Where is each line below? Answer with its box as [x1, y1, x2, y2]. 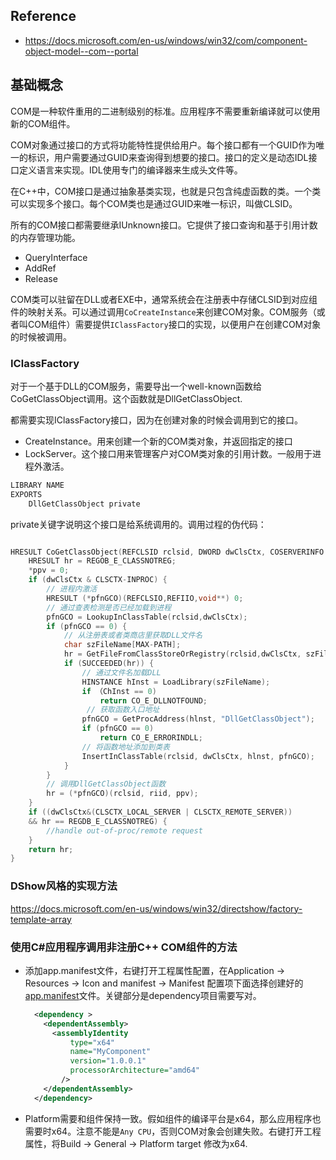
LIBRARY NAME [10, 480, 65, 490]
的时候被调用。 [10, 330, 72, 343]
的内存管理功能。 [10, 231, 81, 243]
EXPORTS [10, 489, 43, 499]
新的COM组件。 [10, 117, 76, 129]
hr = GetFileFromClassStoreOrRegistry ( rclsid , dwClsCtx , [63, 649, 302, 659]
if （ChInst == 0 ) [81, 686, 157, 696]
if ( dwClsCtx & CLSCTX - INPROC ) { [28, 575, 168, 585]
